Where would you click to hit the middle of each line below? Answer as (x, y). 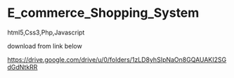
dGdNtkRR (22, 67)
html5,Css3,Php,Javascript (46, 32)
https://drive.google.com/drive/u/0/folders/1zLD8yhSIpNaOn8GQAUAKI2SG (117, 59)
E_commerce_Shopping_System (103, 13)
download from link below (45, 46)
